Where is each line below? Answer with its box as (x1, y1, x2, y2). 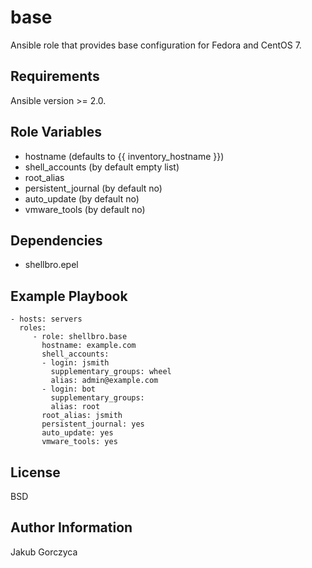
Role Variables (10, 124, 102, 141)
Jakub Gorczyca (10, 546, 78, 558)
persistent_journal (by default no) (24, 182, 163, 194)
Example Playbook (10, 287, 128, 305)
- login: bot (41, 384, 97, 395)
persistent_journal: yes (41, 419, 145, 430)
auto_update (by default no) (24, 192, 140, 205)
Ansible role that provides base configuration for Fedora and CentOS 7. (10, 39, 302, 51)
